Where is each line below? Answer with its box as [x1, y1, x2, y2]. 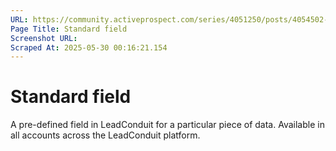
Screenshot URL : [10, 33, 78, 43]
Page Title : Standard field [10, 24, 128, 34]
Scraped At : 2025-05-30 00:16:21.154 [10, 42, 168, 53]
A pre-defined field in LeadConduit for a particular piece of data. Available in [10, 119, 325, 131]
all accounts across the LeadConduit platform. [10, 129, 201, 141]
